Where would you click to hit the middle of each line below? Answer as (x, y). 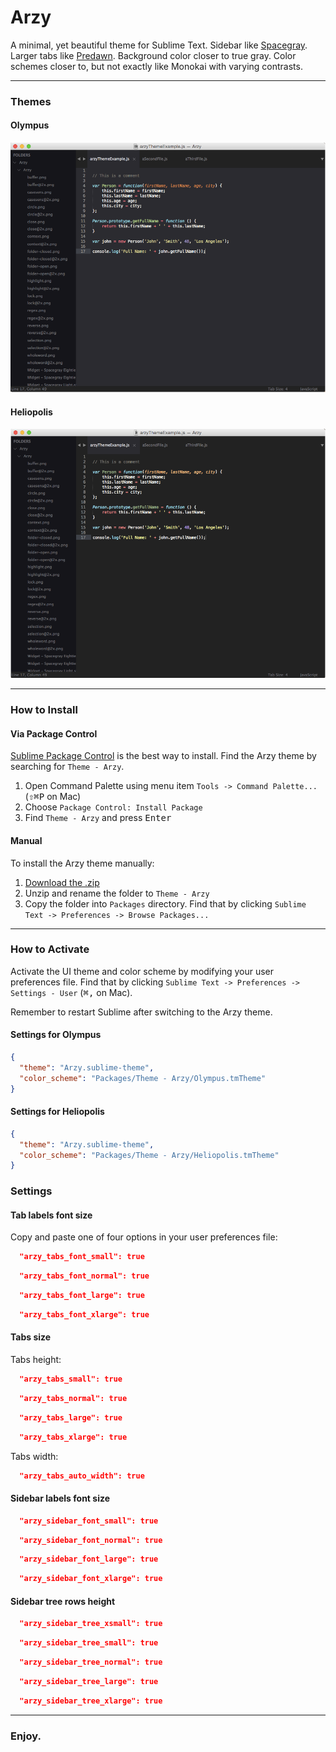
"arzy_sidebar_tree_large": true (89, 1681)
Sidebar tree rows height (63, 1601)
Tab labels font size (51, 1215)
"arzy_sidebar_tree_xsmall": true (91, 1624)
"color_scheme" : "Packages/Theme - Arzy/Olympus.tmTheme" (143, 1078)
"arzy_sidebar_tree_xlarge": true (91, 1701)
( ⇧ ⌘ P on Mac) (53, 797)
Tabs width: (34, 1456)
